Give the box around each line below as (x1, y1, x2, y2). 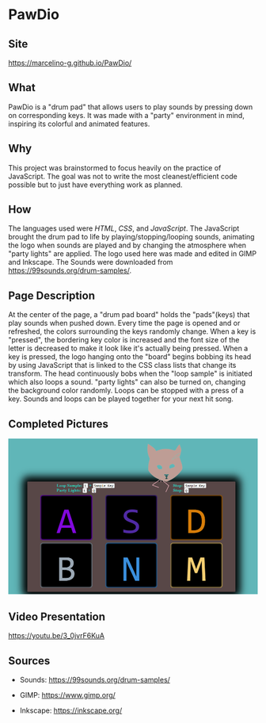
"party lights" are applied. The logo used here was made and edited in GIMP (8, 249, 257, 258)
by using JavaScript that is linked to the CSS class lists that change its (8, 361, 237, 370)
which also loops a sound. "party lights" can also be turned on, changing (8, 377, 246, 387)
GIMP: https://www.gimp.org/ (19, 690, 116, 699)
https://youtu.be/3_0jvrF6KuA (8, 631, 105, 641)
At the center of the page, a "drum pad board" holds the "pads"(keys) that (8, 310, 250, 319)
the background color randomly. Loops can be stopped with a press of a (8, 386, 244, 396)
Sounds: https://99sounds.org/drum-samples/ (19, 675, 170, 684)
